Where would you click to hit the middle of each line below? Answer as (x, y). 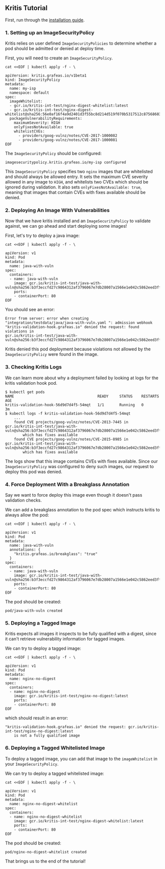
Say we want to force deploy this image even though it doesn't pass (74, 495)
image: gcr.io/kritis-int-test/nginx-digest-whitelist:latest (79, 821)
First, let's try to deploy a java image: (42, 236)
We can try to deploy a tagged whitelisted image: (55, 773)
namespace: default (29, 93)
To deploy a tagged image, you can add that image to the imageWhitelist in (81, 759)
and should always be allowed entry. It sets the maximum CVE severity (77, 177)
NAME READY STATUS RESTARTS (82, 396)
